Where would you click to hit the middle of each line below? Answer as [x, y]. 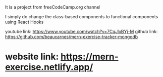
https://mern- [90, 57]
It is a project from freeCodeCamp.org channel [53, 7]
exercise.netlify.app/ [49, 67]
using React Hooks [24, 22]
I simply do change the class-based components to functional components [82, 17]
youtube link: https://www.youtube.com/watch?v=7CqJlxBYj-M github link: [81, 31]
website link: [32, 57]
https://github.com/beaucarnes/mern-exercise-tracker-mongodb [72, 37]
